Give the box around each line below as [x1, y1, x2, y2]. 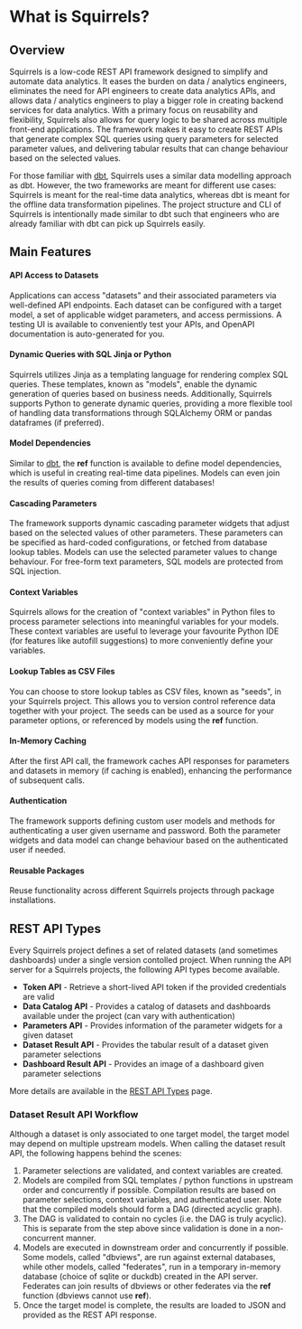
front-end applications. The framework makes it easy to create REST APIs [9, 124, 283, 135]
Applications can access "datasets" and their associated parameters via [9, 289, 277, 300]
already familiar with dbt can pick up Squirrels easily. [9, 219, 206, 229]
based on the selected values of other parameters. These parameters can [9, 527, 284, 539]
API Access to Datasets [9, 269, 99, 280]
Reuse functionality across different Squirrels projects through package [9, 885, 275, 896]
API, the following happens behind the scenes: [9, 1148, 182, 1159]
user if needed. [9, 844, 66, 855]
